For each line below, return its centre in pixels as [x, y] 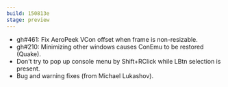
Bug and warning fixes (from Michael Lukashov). [85, 75]
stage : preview [28, 20]
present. [28, 69]
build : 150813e [28, 13]
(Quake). [29, 54]
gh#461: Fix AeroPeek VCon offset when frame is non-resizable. [107, 39]
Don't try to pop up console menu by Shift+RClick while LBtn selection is [118, 61]
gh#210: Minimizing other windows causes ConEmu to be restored [110, 47]
